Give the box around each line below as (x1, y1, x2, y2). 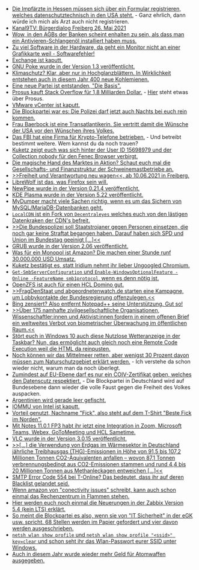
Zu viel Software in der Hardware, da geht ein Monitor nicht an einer (11, 43, 181, 51)
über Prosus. (11, 95, 44, 102)
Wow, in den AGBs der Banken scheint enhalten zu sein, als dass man (11, 31, 185, 38)
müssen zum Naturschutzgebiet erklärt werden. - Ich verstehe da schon (11, 358, 191, 365)
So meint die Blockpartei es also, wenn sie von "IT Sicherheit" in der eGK (11, 512, 193, 519)
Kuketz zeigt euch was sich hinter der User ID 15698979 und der (11, 146, 172, 153)
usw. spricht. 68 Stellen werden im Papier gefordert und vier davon (11, 519, 179, 525)
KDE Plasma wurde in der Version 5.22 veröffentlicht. (11, 191, 144, 198)
